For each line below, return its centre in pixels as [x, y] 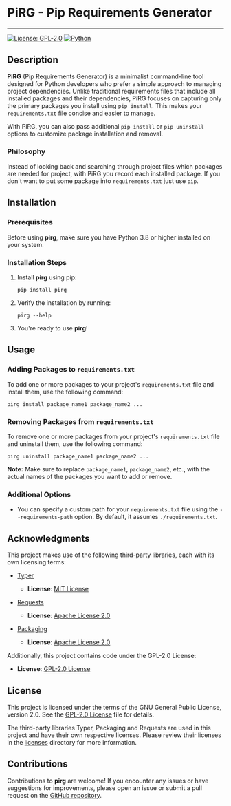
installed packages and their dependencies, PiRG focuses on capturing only [114, 98]
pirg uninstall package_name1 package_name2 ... [78, 457]
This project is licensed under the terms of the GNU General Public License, [114, 707]
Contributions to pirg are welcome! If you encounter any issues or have [108, 781]
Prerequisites [30, 222]
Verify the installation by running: [64, 303]
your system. [26, 244]
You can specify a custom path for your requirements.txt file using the [118, 509]
